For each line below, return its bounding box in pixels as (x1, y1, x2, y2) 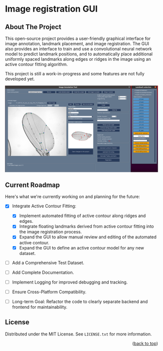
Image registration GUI (5, 3, 98, 15)
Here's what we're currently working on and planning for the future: (5, 194, 140, 200)
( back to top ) (132, 340, 158, 346)
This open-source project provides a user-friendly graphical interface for (5, 35, 151, 41)
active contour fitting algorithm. (5, 62, 68, 67)
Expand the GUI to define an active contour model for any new (19, 245, 145, 251)
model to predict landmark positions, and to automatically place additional (5, 51, 153, 57)
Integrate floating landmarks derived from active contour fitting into (19, 223, 154, 229)
